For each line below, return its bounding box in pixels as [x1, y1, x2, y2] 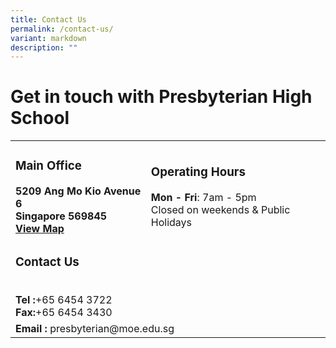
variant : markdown [10, 33, 87, 43]
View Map [15, 222, 65, 236]
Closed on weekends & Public [150, 203, 291, 217]
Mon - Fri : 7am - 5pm [150, 191, 257, 205]
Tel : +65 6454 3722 [15, 293, 113, 307]
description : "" [10, 42, 78, 53]
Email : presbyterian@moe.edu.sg [15, 322, 175, 336]
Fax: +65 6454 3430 [15, 306, 113, 320]
